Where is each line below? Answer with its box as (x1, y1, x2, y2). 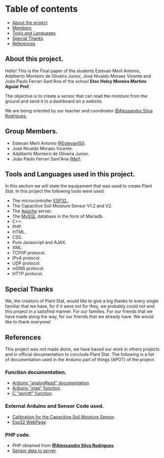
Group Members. (5, 127, 58, 135)
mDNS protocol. (12, 266, 45, 271)
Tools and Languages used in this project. (5, 170, 136, 178)
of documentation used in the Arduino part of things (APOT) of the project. (5, 357, 156, 362)
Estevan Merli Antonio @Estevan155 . (12, 140, 86, 146)
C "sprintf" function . (12, 390, 53, 396)
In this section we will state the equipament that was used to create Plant (5, 183, 152, 189)
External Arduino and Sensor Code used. (5, 403, 104, 409)
